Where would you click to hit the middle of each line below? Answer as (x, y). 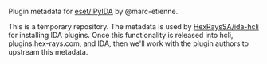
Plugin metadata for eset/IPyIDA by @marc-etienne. (93, 11)
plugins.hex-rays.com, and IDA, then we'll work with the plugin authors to (129, 43)
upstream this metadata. (48, 52)
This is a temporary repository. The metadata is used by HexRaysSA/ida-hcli (133, 26)
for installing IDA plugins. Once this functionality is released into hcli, (121, 35)
